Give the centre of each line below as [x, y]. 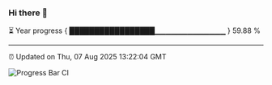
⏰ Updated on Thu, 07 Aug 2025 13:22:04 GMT [88, 57]
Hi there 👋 [28, 13]
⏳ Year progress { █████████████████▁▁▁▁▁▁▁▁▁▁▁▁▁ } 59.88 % [135, 30]
